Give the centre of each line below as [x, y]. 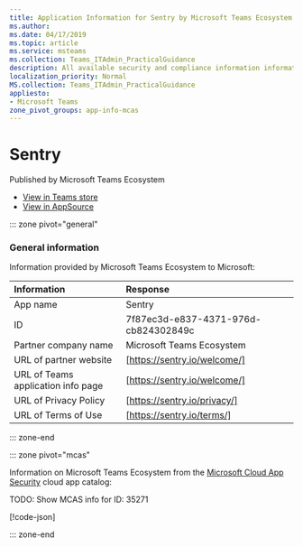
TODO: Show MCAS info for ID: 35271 [79, 500]
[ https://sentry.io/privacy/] [182, 401]
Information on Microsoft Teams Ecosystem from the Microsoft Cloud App [147, 473]
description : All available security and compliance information [134, 69]
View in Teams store [60, 197]
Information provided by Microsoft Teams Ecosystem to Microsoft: [132, 267]
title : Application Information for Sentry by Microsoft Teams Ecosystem [151, 18]
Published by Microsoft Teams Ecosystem [87, 180]
